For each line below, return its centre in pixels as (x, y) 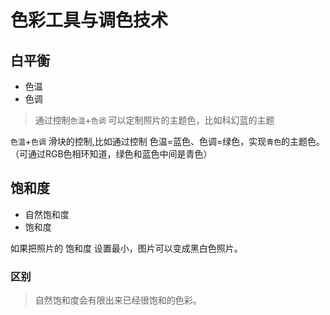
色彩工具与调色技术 (89, 20)
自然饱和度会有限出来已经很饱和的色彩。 (118, 300)
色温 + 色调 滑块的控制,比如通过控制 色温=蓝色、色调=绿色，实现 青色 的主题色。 (168, 141)
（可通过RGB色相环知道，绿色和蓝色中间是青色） (111, 154)
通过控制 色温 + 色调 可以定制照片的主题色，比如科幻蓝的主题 (154, 120)
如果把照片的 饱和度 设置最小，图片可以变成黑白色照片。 (126, 248)
